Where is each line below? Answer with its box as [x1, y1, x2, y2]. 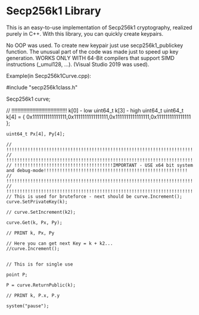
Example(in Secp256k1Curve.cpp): [6, 72, 91, 79]
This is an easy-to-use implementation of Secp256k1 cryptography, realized [6, 24, 192, 31]
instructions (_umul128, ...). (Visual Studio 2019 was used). [6, 61, 150, 68]
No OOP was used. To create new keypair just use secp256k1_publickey [6, 42, 184, 49]
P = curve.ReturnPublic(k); [6, 282, 76, 288]
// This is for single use [6, 261, 73, 267]
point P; [6, 272, 28, 277]
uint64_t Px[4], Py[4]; [6, 131, 66, 137]
